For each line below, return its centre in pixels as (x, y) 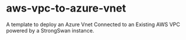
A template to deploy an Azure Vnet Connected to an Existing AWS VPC (93, 24)
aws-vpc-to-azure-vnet (66, 8)
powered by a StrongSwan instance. (50, 30)
